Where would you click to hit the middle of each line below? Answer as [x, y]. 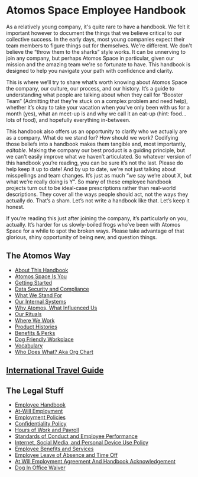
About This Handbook [41, 270]
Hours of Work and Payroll [47, 430]
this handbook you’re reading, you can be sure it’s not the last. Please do [95, 163]
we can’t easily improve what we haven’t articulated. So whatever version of [99, 156]
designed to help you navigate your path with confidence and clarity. [90, 70]
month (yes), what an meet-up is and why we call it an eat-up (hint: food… [96, 114]
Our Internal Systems [40, 301]
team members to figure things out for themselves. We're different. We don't [99, 46]
